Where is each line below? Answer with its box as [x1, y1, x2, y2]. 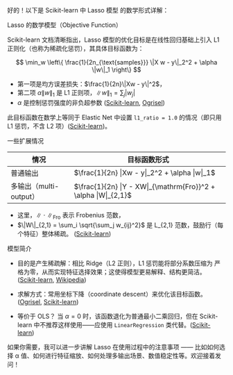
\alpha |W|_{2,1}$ [74, 190, 132, 200]
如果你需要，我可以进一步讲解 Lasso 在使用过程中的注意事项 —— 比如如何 [7, 342, 220, 351]
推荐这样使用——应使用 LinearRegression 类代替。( [46, 320, 193, 328]
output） [10, 192, 40, 201]
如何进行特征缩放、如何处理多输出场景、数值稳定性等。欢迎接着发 [33, 351, 222, 360]
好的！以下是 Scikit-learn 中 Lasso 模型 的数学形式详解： [7, 6, 169, 14]
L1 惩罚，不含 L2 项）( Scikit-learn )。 [7, 122, 111, 130]
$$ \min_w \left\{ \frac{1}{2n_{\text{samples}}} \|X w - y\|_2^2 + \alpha [15, 58, 218, 66]
